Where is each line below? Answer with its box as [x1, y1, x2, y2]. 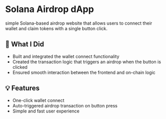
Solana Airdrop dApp [5, 4, 94, 15]
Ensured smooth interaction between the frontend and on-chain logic [12, 69, 155, 75]
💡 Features [5, 84, 40, 92]
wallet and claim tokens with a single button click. [5, 25, 108, 31]
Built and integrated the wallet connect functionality [12, 53, 119, 59]
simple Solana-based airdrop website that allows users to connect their [5, 20, 152, 26]
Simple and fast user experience [12, 108, 80, 114]
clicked [12, 64, 28, 70]
